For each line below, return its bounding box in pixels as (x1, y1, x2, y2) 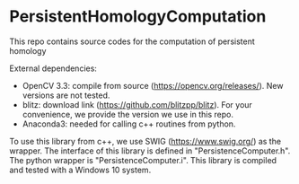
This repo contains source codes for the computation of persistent (9, 36, 256, 47)
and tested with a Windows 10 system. (9, 164, 152, 175)
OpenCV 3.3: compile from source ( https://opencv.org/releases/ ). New (22, 80, 284, 91)
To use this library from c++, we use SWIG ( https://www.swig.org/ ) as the (9, 136, 281, 146)
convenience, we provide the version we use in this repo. (22, 109, 234, 119)
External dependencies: (9, 63, 97, 74)
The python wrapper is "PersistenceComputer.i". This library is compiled (9, 154, 277, 165)
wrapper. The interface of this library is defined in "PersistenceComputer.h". (9, 145, 291, 156)
